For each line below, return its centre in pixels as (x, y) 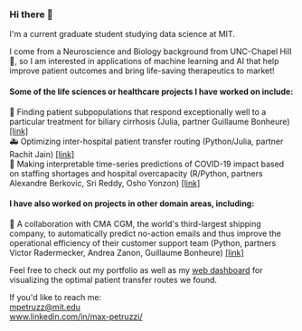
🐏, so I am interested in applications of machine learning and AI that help (144, 61)
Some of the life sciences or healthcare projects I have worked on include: (151, 91)
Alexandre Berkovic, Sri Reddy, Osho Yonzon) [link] (105, 183)
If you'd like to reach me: (56, 297)
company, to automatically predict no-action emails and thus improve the (146, 233)
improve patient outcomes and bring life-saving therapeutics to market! (142, 71)
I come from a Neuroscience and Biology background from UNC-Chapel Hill (151, 52)
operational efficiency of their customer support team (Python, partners (143, 242)
